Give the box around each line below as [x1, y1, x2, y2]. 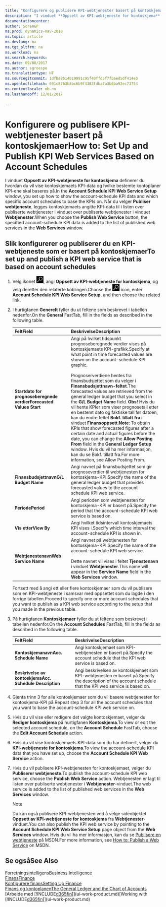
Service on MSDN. [12, 842, 50, 848]
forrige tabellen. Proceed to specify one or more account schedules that [12, 595, 159, 601]
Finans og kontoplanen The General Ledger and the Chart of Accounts [5, 886, 147, 892]
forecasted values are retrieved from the [71, 389, 153, 394]
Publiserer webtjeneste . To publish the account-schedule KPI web [12, 771, 147, 776]
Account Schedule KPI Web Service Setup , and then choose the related [12, 292, 161, 298]
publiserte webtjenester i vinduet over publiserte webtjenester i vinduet [5, 209, 151, 215]
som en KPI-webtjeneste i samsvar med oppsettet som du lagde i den [12, 590, 154, 596]
